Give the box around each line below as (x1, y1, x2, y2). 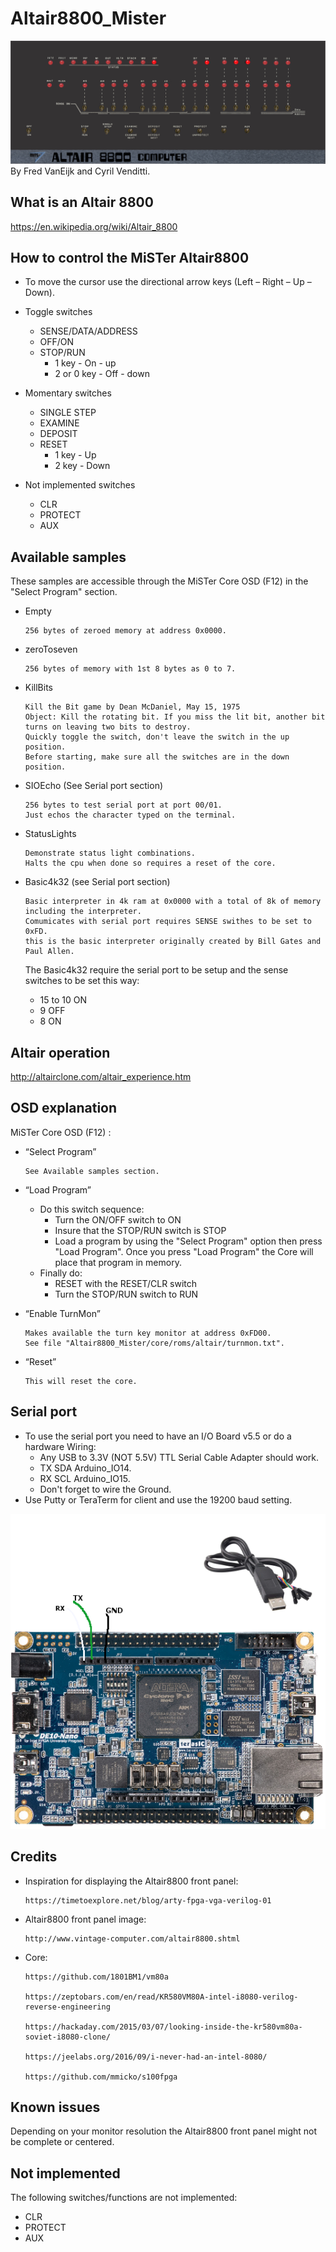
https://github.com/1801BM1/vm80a (24, 1972, 169, 1982)
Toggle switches (24, 306, 93, 318)
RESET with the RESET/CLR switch (54, 1277, 198, 1289)
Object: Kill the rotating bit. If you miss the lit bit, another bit (24, 712, 326, 722)
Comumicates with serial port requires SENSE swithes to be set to (24, 917, 312, 927)
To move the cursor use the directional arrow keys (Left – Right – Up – (24, 276, 312, 288)
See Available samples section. (24, 1166, 160, 1176)
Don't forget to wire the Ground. (39, 1483, 172, 1495)
